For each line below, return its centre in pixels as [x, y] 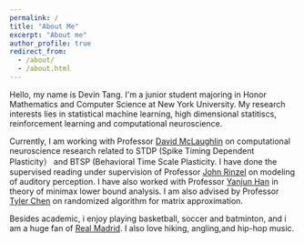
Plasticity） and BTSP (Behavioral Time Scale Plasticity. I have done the [143, 161]
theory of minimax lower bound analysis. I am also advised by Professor [144, 191]
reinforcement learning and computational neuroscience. [116, 123]
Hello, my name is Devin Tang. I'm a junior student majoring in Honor [138, 94]
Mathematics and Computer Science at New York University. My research [147, 104]
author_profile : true [51, 43]
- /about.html [44, 69]
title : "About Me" [44, 26]
